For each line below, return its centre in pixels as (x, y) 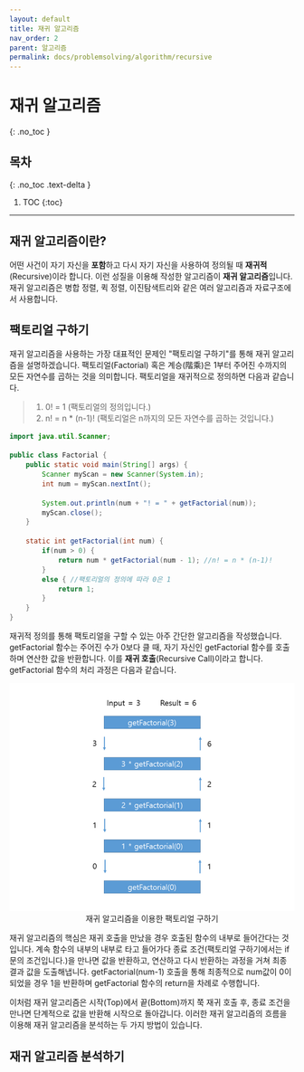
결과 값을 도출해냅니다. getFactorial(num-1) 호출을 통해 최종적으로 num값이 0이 (151, 972)
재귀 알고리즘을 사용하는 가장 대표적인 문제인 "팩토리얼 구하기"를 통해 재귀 (140, 354)
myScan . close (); (72, 512)
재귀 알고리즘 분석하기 (67, 1056)
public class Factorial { (58, 455)
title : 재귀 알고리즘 (44, 28)
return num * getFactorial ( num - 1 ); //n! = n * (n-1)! (165, 560)
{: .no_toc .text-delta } (50, 185)
